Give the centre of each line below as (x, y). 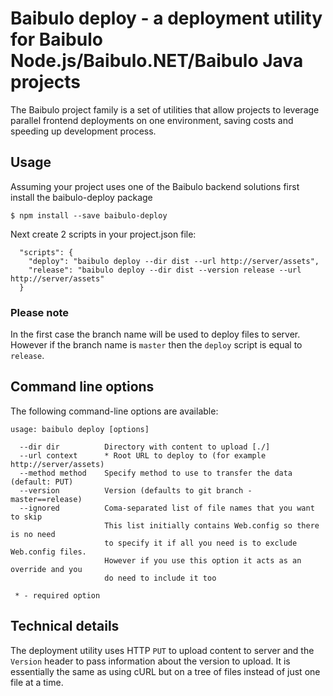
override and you (46, 569)
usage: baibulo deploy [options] (80, 429)
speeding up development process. (83, 131)
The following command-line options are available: (114, 411)
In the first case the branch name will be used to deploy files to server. (155, 334)
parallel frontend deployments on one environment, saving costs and (152, 120)
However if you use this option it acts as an (203, 560)
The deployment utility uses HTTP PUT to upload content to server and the (162, 650)
